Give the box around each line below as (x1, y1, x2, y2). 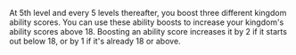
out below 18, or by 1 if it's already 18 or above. (9, 35, 181, 46)
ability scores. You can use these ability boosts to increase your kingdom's (9, 17, 284, 27)
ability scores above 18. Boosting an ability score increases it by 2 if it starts (9, 27, 288, 36)
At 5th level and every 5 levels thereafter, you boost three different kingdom (9, 8, 287, 18)
